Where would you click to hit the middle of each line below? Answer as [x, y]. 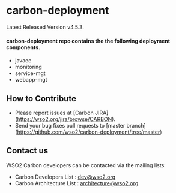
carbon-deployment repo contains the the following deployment [88, 41]
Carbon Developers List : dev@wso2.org [65, 177]
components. [23, 47]
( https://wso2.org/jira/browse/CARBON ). [65, 119]
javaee [23, 61]
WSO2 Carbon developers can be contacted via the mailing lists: [86, 165]
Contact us [27, 151]
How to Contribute [41, 99]
